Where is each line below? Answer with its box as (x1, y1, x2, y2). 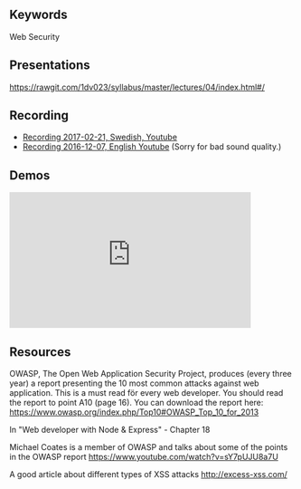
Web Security (9, 31, 61, 42)
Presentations (9, 58, 90, 73)
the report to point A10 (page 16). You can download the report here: (9, 398, 264, 408)
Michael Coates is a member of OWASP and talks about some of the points (9, 442, 288, 453)
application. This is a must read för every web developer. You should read (9, 388, 284, 398)
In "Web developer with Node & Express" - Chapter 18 (9, 425, 211, 436)
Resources (9, 344, 71, 360)
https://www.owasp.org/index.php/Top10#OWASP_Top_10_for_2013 (9, 407, 259, 417)
